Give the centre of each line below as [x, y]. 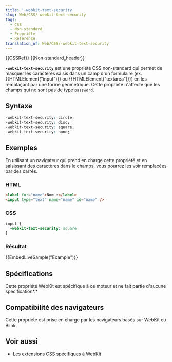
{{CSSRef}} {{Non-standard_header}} [45, 58]
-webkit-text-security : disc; [38, 123]
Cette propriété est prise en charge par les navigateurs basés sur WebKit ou [86, 320]
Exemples [21, 148]
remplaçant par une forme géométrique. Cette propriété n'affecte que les [83, 84]
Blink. [11, 325]
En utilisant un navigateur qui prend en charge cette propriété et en [76, 160]
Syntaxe [19, 106]
